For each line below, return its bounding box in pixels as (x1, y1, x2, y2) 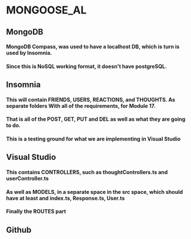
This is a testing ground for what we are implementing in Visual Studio (6, 135, 181, 142)
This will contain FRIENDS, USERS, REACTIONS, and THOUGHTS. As (6, 96, 175, 103)
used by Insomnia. (6, 49, 52, 56)
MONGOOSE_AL (6, 4, 87, 17)
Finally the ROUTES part (6, 208, 66, 215)
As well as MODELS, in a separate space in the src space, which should (6, 188, 183, 195)
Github (6, 225, 32, 235)
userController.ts (6, 175, 49, 182)
